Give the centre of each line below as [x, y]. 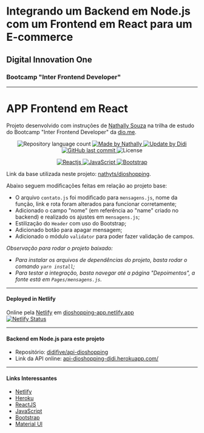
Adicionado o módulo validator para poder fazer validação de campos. [104, 236]
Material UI [29, 424]
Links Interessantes [32, 378]
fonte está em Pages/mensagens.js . [58, 279]
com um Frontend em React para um [99, 24]
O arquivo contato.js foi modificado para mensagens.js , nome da [96, 197]
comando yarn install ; [45, 266]
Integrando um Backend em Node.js [99, 11]
